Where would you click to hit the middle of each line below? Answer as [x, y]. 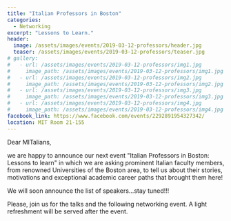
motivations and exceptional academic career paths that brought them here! [115, 177]
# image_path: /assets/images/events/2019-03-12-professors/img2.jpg [115, 84]
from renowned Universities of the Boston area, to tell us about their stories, [115, 170]
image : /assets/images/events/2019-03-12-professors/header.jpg [108, 45]
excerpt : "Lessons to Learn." [51, 33]
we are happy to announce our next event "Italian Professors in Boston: [108, 155]
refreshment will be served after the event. [68, 211]
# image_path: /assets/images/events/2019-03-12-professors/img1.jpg [115, 71]
